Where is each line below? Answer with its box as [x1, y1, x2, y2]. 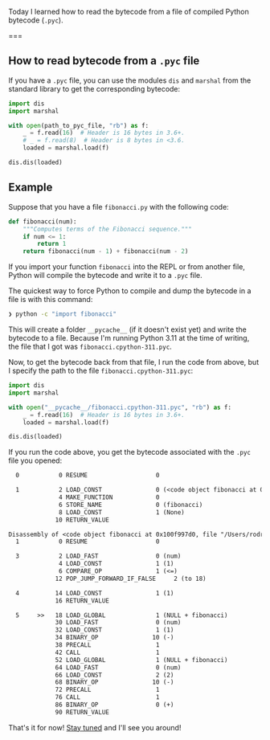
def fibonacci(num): [8, 217, 78, 226]
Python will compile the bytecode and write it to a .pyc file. [8, 271, 202, 280]
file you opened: [8, 456, 63, 465]
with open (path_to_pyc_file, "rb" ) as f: [8, 121, 149, 129]
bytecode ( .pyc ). [8, 15, 63, 25]
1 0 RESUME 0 [15, 538, 160, 546]
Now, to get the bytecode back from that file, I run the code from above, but [8, 358, 260, 366]
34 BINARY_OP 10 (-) [55, 634, 174, 642]
